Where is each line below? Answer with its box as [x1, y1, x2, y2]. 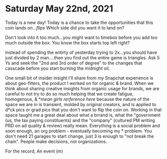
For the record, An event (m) [5, 148, 64, 154]
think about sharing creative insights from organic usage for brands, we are [5, 85, 160, 91]
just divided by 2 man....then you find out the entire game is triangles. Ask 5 [5, 54, 160, 60]
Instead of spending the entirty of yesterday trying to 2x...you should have [5, 49, 158, 55]
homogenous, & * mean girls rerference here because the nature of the [5, 96, 150, 102]
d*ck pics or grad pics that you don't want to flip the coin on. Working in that [5, 107, 162, 113]
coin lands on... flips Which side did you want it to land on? [5, 24, 124, 30]
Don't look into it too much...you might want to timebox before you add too [5, 34, 158, 40]
